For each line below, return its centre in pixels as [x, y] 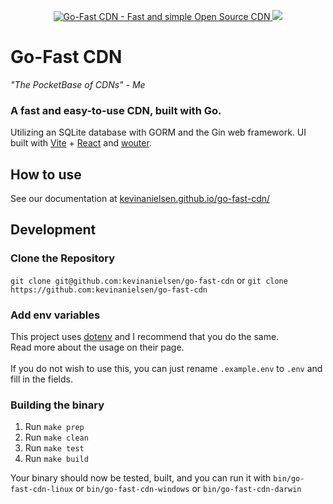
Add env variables [55, 315]
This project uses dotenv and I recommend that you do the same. [145, 337]
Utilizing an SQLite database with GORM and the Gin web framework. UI [158, 132]
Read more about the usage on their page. [97, 347]
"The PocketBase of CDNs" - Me [78, 84]
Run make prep [54, 427]
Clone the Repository [63, 258]
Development [53, 230]
